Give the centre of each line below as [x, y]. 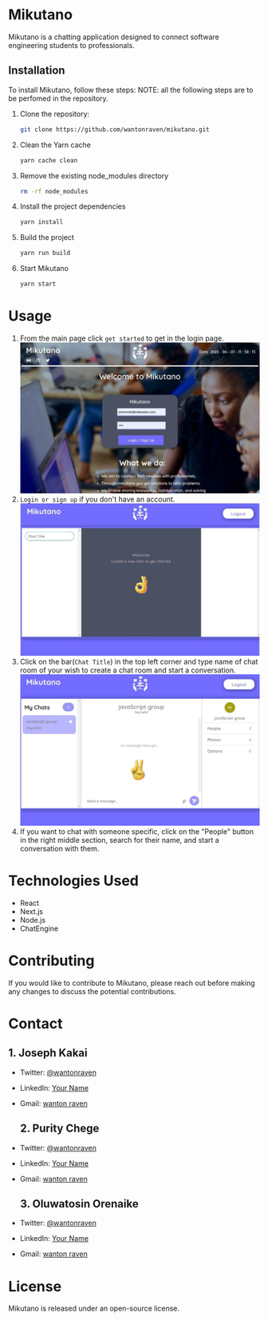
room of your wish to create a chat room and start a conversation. [128, 670]
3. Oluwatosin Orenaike [79, 1204]
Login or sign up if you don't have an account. [97, 499]
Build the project [47, 237]
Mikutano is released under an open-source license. [94, 1308]
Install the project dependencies [73, 206]
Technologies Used [74, 881]
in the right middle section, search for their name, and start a [119, 840]
